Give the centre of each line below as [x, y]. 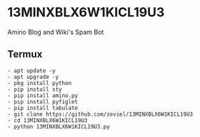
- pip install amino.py [43, 95]
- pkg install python [40, 83]
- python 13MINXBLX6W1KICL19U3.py [59, 126]
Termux [25, 54]
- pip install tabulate [43, 108]
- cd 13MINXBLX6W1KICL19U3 [47, 120]
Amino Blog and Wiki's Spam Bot [56, 32]
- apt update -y [31, 71]
